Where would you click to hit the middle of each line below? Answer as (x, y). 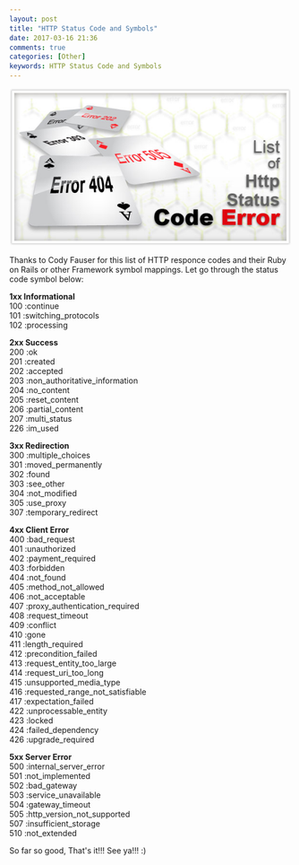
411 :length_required (46, 644)
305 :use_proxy (38, 503)
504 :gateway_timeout (50, 805)
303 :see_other (37, 484)
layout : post (34, 19)
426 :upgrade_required (52, 739)
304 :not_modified (43, 494)
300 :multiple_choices (50, 455)
